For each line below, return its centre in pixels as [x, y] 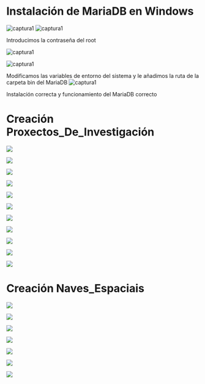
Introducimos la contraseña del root [51, 40]
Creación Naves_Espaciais [76, 289]
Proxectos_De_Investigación [80, 132]
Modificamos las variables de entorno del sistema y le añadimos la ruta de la [103, 75]
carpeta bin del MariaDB [37, 82]
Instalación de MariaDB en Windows [100, 11]
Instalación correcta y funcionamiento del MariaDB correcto [82, 94]
